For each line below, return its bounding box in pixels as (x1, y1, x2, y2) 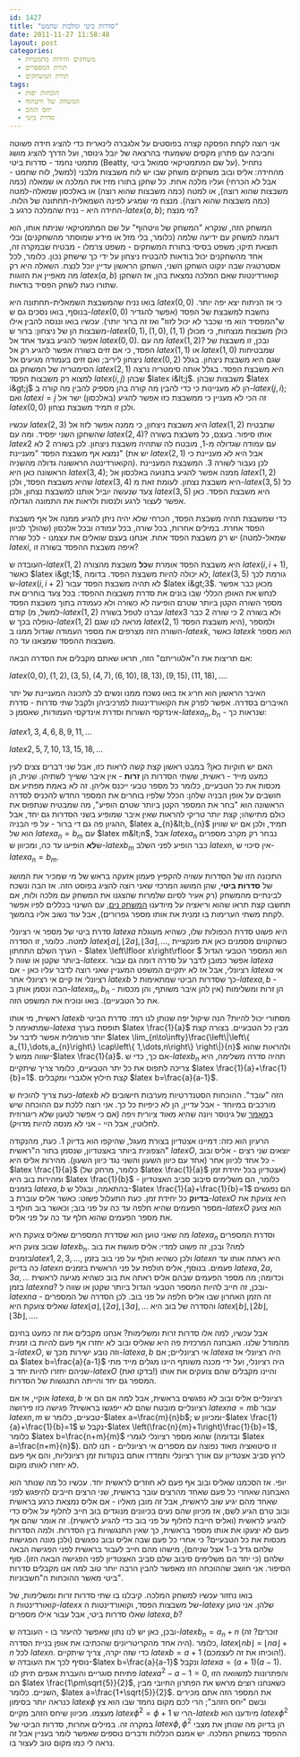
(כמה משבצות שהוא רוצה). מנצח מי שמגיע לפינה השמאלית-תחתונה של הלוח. (9, 195, 270, 207)
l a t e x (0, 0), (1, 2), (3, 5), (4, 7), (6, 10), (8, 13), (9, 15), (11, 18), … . (9, 670, 228, 681)
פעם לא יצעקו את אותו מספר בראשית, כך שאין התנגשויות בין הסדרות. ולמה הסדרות (9, 1524, 289, 1535)
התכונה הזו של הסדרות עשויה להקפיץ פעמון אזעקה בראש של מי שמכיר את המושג (9, 870, 282, 881)
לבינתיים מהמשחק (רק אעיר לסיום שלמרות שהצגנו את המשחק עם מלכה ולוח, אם (9, 890, 282, 901)
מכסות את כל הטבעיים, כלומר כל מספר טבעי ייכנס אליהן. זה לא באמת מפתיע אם (9, 780, 281, 790)
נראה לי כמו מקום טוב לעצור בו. (9, 1737, 116, 1748)
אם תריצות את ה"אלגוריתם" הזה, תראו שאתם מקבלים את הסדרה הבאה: (9, 653, 253, 664)
